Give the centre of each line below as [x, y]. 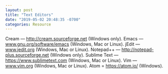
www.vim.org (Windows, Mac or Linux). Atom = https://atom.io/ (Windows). [84, 66]
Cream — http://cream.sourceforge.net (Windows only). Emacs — [74, 39]
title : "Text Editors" [29, 15]
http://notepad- [138, 50]
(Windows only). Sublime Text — [84, 55]
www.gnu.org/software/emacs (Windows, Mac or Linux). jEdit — [73, 44]
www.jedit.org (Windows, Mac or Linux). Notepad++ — [63, 50]
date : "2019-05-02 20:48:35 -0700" [43, 19]
